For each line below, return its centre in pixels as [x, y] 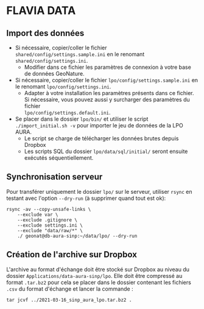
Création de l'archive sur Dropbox [72, 254]
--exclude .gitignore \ [47, 220]
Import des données [45, 33]
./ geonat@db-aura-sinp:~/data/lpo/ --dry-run [77, 236]
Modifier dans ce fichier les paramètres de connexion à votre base [108, 67]
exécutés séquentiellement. [59, 158]
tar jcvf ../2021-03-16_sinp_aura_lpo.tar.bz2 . [69, 300]
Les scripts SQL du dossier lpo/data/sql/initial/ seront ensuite [106, 151]
